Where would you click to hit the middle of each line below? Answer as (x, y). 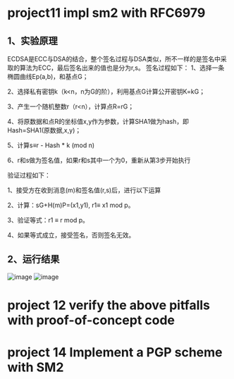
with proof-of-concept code (91, 320)
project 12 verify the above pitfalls (109, 305)
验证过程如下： (29, 175)
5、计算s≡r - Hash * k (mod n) (51, 145)
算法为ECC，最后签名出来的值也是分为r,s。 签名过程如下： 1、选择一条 (122, 68)
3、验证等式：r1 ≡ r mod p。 (48, 220)
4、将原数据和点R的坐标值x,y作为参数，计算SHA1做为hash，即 (98, 122)
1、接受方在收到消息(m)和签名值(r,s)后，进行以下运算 (84, 190)
